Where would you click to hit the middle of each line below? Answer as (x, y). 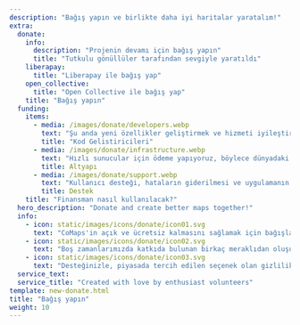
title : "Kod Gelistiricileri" (97, 142)
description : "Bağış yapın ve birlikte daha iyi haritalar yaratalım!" (145, 17)
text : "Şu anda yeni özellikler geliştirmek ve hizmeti (147, 134)
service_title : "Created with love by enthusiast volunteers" (135, 282)
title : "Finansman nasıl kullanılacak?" (101, 200)
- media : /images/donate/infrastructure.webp (119, 150)
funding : (33, 109)
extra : (21, 26)
